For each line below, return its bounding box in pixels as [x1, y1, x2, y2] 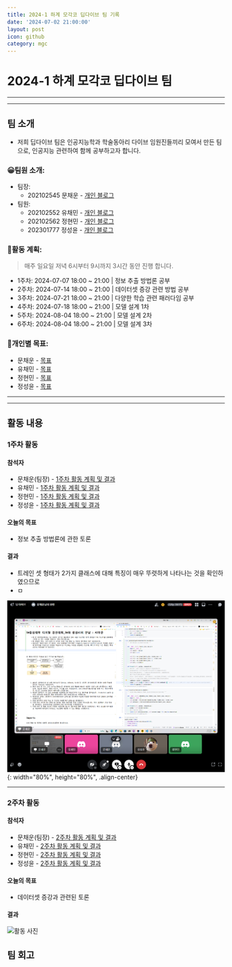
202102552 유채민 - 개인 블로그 [27, 209, 114, 217]
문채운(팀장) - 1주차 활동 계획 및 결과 [17, 475, 116, 483]
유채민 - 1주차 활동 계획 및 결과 [17, 484, 100, 492]
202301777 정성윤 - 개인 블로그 [27, 226, 114, 234]
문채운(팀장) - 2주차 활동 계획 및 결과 [17, 833, 117, 842]
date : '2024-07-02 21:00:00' [7, 18, 91, 26]
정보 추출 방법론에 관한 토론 [17, 534, 92, 543]
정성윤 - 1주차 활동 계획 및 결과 [17, 501, 100, 509]
